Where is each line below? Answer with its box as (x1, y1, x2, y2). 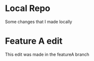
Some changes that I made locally (5, 19, 72, 24)
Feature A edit (5, 36, 63, 47)
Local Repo (5, 3, 51, 14)
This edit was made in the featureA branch (5, 51, 90, 57)
